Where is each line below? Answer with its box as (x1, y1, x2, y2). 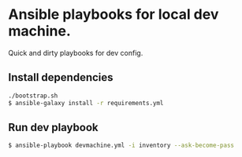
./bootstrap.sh (8, 92, 58, 100)
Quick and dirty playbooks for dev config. (8, 48, 143, 57)
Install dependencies (8, 71, 114, 84)
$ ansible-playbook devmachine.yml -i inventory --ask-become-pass (8, 141, 235, 150)
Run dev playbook (8, 120, 99, 134)
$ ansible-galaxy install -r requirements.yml (8, 99, 164, 107)
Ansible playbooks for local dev (8, 5, 219, 24)
